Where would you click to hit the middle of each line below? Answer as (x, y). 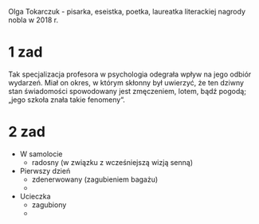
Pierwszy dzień (45, 171)
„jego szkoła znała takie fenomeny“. (67, 100)
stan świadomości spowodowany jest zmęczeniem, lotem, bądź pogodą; (128, 91)
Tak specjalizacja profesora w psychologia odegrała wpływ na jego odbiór (130, 74)
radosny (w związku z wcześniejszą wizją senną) (112, 162)
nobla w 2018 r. (33, 20)
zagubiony (49, 204)
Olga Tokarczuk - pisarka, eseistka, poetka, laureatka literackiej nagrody (127, 12)
